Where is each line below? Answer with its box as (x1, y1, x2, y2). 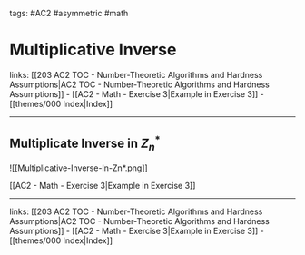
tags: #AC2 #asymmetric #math (9, 8, 129, 18)
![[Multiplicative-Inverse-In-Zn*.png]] (9, 162, 148, 173)
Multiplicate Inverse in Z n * (9, 133, 161, 153)
